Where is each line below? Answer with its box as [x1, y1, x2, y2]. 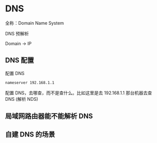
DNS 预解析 [5, 30, 29, 36]
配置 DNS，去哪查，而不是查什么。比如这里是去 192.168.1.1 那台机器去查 [5, 90, 152, 96]
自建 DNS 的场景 [5, 130, 55, 139]
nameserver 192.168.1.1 [5, 80, 55, 85]
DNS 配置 [5, 56, 34, 65]
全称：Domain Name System [5, 20, 64, 26]
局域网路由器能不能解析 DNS [5, 112, 93, 121]
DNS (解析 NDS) [5, 96, 38, 102]
